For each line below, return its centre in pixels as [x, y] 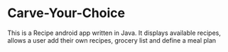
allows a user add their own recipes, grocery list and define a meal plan [112, 40]
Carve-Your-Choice [66, 13]
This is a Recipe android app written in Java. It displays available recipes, [114, 33]
